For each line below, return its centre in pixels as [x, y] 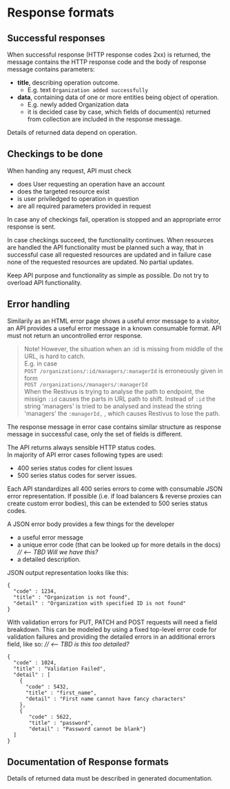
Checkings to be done [55, 154]
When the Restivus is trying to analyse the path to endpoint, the [114, 391]
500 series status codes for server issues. [77, 475]
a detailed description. [49, 559]
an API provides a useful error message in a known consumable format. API [114, 328]
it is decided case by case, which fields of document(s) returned [119, 112]
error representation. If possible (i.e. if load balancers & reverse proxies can [114, 496]
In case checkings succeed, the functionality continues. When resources [111, 240]
